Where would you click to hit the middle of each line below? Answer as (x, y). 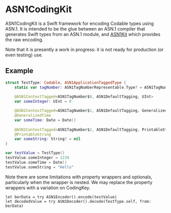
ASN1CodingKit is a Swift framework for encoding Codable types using (80, 23)
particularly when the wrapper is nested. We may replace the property (79, 182)
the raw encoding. (24, 40)
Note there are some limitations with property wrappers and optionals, (79, 177)
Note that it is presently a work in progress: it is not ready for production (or (84, 49)
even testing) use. (24, 55)
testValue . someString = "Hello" (39, 167)
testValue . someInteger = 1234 (37, 158)
